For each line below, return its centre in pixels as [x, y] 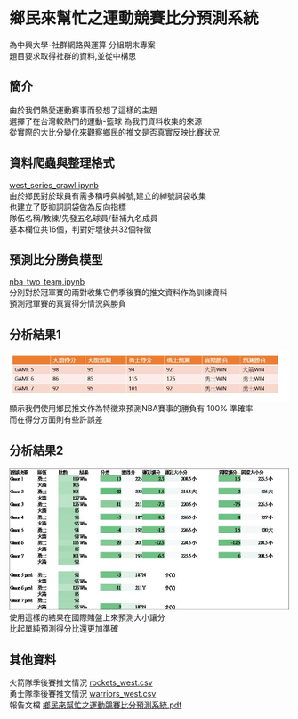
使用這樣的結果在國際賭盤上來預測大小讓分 [87, 617]
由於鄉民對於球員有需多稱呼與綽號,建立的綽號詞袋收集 [108, 195]
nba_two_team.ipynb [47, 282]
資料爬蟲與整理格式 [62, 163]
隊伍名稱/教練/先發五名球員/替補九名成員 [84, 218]
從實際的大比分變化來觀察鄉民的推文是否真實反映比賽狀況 [114, 132]
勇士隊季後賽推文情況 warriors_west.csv [83, 694]
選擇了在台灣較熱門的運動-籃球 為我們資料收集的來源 [106, 120]
